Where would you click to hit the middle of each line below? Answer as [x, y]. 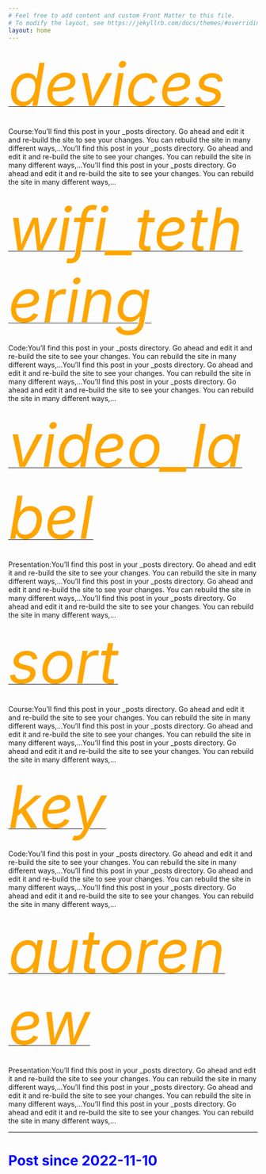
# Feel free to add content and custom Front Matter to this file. [122, 15]
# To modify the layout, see [56, 23]
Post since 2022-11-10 [83, 1160]
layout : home [30, 30]
